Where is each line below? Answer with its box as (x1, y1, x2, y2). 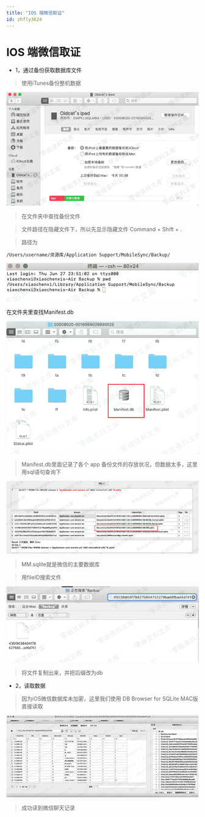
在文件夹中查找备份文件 (21, 212, 81, 220)
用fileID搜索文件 (21, 574, 62, 581)
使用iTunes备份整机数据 (21, 79, 81, 87)
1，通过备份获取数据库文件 (15, 67, 82, 74)
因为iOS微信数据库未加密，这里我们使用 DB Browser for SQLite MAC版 (21, 695, 198, 702)
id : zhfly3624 (6, 16, 43, 23)
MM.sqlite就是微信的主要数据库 (21, 561, 100, 568)
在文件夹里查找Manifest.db (6, 308, 74, 316)
